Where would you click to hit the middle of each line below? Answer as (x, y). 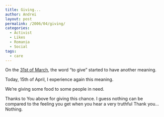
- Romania (20, 42)
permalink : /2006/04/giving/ (35, 24)
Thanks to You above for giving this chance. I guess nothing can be (74, 99)
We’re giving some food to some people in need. (55, 89)
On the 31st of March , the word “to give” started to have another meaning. (81, 70)
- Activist (21, 33)
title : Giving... (23, 10)
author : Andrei (21, 14)
